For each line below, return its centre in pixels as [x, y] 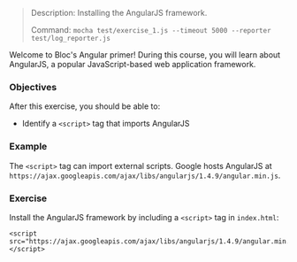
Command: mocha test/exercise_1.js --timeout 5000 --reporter [151, 30]
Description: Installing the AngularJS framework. [119, 13]
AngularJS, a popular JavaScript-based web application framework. [133, 64]
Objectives [33, 87]
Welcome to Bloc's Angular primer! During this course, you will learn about [145, 55]
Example [28, 147]
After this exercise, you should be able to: [85, 106]
